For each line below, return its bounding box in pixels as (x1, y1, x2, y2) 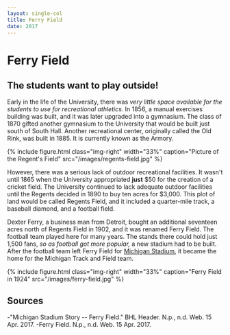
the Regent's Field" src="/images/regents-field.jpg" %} (7, 155, 163, 163)
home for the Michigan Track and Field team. (7, 255, 133, 263)
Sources (7, 294, 44, 306)
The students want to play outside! (7, 80, 159, 91)
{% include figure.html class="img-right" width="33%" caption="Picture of (7, 148, 219, 156)
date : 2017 (7, 23, 38, 30)
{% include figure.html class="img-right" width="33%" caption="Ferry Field (7, 268, 222, 276)
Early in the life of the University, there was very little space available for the (7, 97, 222, 106)
